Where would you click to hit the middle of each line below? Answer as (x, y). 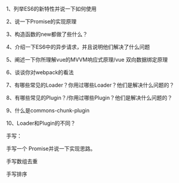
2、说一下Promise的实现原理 (41, 22)
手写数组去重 (22, 161)
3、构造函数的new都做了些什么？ (47, 34)
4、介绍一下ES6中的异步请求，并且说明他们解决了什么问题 (78, 47)
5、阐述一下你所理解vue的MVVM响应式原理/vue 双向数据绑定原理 (87, 60)
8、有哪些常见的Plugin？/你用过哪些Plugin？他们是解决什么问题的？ (89, 98)
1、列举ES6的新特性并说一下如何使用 (51, 9)
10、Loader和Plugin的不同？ (41, 123)
